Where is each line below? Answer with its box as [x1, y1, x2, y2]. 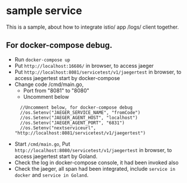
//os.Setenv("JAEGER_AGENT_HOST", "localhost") [20, 115, 138, 120]
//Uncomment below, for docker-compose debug [20, 104, 133, 111]
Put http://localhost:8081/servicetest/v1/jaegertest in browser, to [14, 68, 182, 75]
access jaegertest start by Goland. [14, 153, 98, 160]
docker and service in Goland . [14, 171, 89, 178]
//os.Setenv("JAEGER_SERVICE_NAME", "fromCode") [20, 109, 141, 115]
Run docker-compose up [14, 56, 70, 63]
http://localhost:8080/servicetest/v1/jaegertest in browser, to [14, 146, 172, 153]
